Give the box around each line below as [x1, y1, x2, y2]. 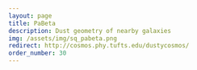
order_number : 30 [8, 49, 67, 57]
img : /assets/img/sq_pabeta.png [8, 34, 117, 43]
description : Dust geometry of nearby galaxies [8, 27, 172, 35]
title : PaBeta [8, 19, 57, 27]
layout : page [8, 11, 52, 20]
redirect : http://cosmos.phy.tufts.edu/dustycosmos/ [8, 42, 190, 50]
